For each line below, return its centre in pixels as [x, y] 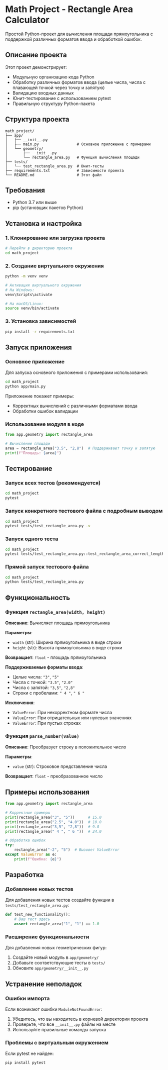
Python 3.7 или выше [34, 203]
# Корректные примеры [28, 813]
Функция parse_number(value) [42, 736]
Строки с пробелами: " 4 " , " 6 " [48, 693]
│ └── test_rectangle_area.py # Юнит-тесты [54, 166]
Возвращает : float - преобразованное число [54, 776]
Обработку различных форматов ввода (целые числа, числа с [79, 82]
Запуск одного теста [32, 539]
